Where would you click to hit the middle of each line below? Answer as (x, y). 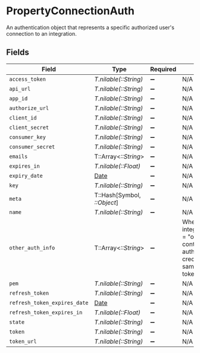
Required (163, 69)
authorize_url (29, 108)
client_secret (29, 127)
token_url (23, 341)
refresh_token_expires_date (49, 302)
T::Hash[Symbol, (118, 195)
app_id (18, 98)
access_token (28, 79)
